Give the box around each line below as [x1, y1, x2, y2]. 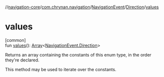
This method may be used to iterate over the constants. [5, 66, 117, 72]
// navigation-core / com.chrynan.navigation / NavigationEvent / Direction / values [5, 4, 159, 10]
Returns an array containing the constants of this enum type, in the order [5, 52, 152, 58]
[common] [5, 37, 26, 43]
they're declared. [5, 57, 40, 63]
